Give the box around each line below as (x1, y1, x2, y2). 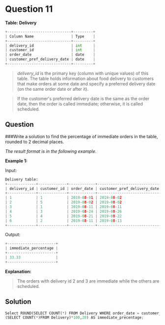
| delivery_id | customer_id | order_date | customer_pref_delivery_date (5, 186, 160, 191)
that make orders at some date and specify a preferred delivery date (17, 80, 156, 87)
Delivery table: (5, 177, 38, 182)
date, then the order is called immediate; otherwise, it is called (17, 101, 143, 107)
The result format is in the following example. (5, 148, 97, 154)
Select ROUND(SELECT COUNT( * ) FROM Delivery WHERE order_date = (5, 311, 139, 316)
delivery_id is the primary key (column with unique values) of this (17, 70, 149, 76)
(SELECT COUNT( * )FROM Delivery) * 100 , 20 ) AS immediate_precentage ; (5, 315, 144, 320)
